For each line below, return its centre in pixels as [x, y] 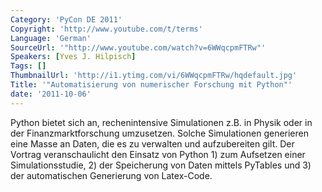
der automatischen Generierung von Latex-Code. [111, 175]
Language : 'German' [51, 38]
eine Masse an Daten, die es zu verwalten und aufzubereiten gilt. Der [152, 143]
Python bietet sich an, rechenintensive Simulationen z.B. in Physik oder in [161, 122]
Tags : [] [28, 66]
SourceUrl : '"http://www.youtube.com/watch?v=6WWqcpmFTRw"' [138, 47]
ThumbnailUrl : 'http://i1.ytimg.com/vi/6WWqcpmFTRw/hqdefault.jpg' [154, 76]
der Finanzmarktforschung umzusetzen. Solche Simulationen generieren [159, 133]
